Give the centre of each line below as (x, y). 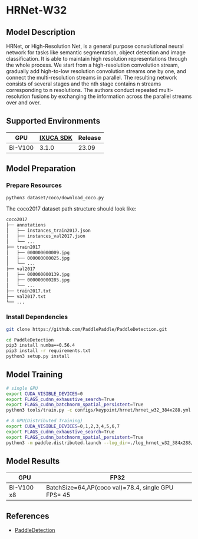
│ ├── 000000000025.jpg (38, 258)
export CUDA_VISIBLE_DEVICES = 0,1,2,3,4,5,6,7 (63, 426)
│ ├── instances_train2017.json (49, 231)
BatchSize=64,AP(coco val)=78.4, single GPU (110, 488)
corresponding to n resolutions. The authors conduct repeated (82, 90)
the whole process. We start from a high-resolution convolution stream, (93, 65)
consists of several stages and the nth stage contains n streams (84, 84)
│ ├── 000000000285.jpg (38, 280)
